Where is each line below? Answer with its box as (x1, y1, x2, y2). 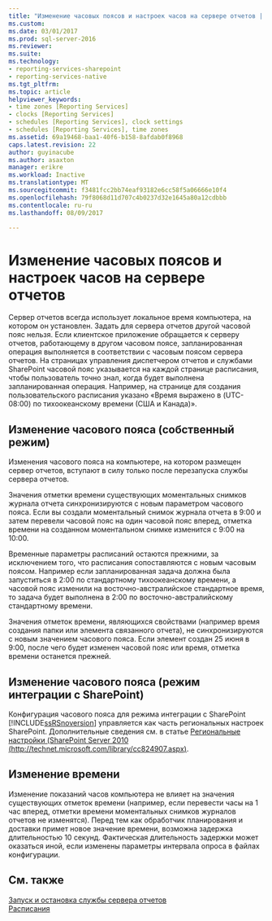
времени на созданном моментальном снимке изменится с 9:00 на (8, 524, 245, 534)
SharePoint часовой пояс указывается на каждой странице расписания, (8, 364, 259, 375)
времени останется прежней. (8, 651, 111, 661)
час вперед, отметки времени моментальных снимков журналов (8, 806, 237, 816)
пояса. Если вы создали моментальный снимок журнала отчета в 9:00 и (8, 507, 261, 517)
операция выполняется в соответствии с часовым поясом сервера (8, 347, 244, 357)
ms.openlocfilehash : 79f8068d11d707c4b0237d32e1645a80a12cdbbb (8, 193, 227, 202)
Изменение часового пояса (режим (8, 675, 201, 689)
